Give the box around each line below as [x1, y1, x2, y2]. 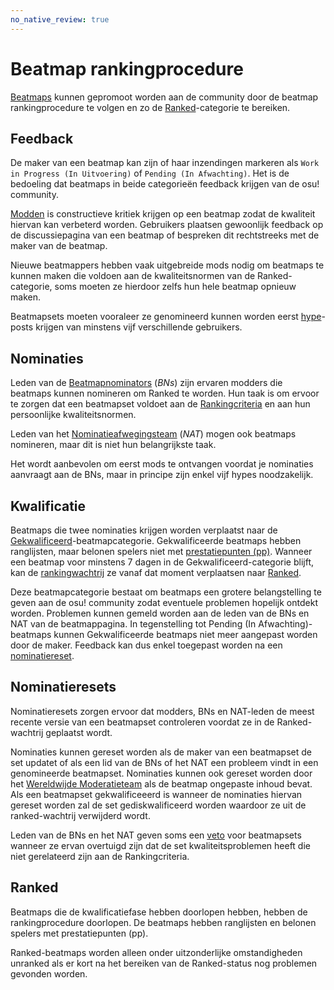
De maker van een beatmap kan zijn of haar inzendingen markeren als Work [10, 157, 320, 169]
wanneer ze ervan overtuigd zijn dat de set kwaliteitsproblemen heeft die [10, 839, 311, 851]
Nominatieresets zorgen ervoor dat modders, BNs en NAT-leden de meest [10, 705, 315, 717]
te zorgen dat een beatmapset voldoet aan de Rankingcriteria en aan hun [10, 398, 311, 410]
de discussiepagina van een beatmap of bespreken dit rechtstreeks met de [10, 229, 320, 241]
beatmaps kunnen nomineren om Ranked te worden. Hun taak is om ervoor [10, 387, 320, 400]
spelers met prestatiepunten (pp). [10, 927, 149, 939]
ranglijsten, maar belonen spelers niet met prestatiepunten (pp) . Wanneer [10, 546, 313, 557]
